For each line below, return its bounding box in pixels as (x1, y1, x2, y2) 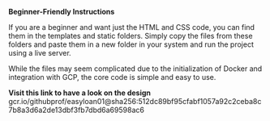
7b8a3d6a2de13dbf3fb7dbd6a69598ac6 (8, 105, 144, 115)
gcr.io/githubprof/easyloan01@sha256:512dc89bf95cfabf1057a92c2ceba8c (8, 97, 262, 106)
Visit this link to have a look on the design (8, 88, 152, 98)
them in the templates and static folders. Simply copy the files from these (8, 31, 253, 40)
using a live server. (8, 48, 71, 57)
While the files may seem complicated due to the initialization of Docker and (8, 64, 263, 73)
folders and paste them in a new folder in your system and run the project (8, 40, 254, 49)
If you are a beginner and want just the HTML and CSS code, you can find (8, 23, 255, 31)
